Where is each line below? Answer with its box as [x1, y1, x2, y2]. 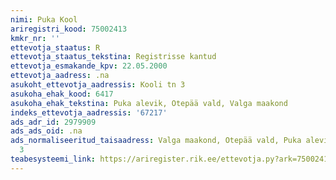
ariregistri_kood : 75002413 [10, 24, 128, 34]
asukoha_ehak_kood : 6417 [10, 89, 114, 99]
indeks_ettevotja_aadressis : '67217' [10, 107, 168, 118]
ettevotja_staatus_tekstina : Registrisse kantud [10, 52, 217, 62]
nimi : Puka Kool [10, 14, 78, 25]
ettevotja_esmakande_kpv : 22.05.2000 [10, 61, 168, 71]
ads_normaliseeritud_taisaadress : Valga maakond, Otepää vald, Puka [10, 136, 302, 146]
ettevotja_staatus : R [10, 42, 101, 53]
